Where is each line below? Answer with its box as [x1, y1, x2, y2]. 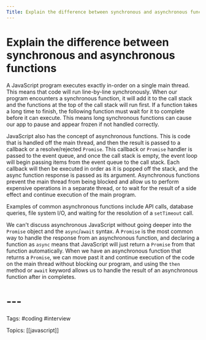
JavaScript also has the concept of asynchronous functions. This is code [6, 132, 191, 139]
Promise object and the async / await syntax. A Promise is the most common [6, 227, 193, 235]
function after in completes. [6, 273, 77, 280]
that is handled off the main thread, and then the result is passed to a [6, 139, 181, 146]
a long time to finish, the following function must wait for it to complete [6, 108, 185, 115]
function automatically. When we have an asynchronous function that [6, 247, 181, 254]
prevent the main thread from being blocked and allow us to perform [6, 178, 179, 185]
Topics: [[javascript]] [6, 327, 59, 334]
